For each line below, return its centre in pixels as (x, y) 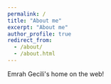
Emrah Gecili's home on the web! (56, 74)
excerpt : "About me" (38, 27)
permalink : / (27, 14)
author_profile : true (39, 34)
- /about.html (35, 54)
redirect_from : (30, 41)
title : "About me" (35, 21)
